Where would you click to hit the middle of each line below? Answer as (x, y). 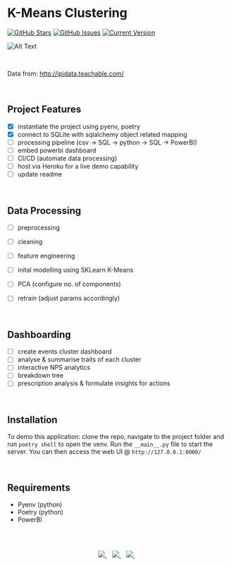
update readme (39, 174)
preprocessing (38, 228)
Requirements (39, 487)
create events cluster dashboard (64, 351)
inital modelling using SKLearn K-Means (75, 270)
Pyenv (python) (40, 505)
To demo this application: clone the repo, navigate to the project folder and (116, 437)
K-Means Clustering (68, 13)
